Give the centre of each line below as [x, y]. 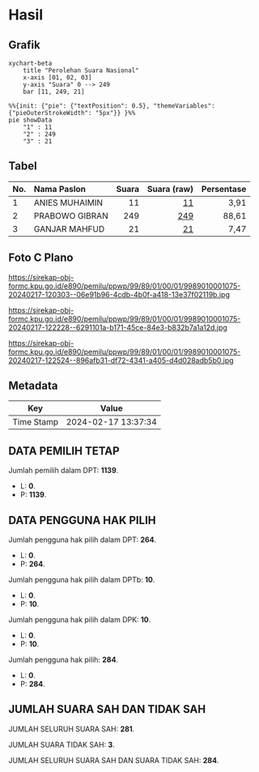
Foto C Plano [41, 258]
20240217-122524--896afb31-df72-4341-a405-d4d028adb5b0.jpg [121, 360]
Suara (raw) [170, 189]
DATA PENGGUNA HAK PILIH [82, 520]
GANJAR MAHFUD [69, 228]
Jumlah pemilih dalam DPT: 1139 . [64, 471]
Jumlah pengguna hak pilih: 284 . [64, 660]
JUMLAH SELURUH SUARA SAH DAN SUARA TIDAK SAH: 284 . [114, 760]
